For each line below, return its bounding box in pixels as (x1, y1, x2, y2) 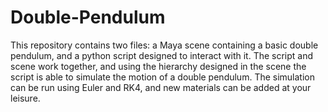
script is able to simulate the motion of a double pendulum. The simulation (10, 71, 316, 83)
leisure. (10, 92, 41, 104)
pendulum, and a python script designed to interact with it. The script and (10, 49, 314, 61)
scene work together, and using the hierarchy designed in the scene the (10, 60, 307, 72)
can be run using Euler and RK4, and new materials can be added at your (10, 81, 312, 93)
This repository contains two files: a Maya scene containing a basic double (10, 39, 319, 51)
